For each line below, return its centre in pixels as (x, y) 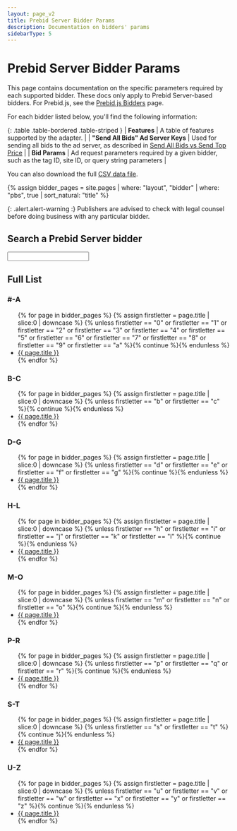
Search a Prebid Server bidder (75, 238)
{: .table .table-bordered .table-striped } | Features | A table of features (111, 131)
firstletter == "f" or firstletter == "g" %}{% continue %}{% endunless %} (123, 472)
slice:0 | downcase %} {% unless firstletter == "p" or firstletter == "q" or (122, 664)
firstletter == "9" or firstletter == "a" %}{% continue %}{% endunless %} (123, 345)
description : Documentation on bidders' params (79, 27)
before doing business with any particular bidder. (79, 217)
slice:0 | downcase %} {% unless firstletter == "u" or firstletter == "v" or (122, 791)
